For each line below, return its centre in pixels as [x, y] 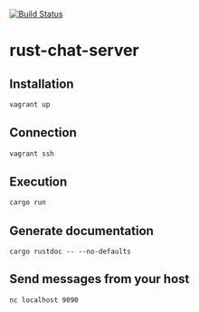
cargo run [28, 203]
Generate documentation [81, 231]
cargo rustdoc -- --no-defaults [70, 252]
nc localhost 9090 [44, 300]
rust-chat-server [75, 51]
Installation [42, 84]
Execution [38, 181]
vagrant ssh [32, 154]
